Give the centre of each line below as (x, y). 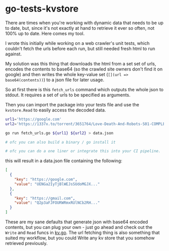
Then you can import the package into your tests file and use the (72, 104)
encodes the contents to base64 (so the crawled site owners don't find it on (84, 69)
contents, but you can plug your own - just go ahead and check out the (79, 227)
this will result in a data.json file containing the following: (64, 161)
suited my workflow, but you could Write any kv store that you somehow (80, 238)
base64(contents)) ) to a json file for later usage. (55, 80)
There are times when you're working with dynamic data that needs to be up (84, 23)
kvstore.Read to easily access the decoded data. (56, 110)
